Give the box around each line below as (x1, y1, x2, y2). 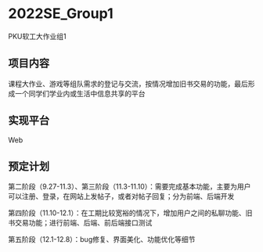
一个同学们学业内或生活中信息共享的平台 (14, 88, 146, 98)
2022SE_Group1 (8, 5, 113, 23)
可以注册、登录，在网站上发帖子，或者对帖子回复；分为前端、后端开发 (8, 192, 235, 201)
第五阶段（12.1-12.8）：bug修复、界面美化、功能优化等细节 (8, 235, 196, 244)
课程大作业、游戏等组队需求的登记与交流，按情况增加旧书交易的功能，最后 (8, 79, 248, 88)
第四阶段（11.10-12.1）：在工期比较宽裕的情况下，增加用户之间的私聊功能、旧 (8, 208, 253, 218)
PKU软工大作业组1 (8, 31, 67, 41)
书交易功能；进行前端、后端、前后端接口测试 (8, 218, 153, 228)
